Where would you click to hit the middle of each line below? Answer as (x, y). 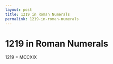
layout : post (19, 10)
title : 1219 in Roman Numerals (38, 14)
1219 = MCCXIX (21, 57)
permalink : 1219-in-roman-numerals (42, 19)
